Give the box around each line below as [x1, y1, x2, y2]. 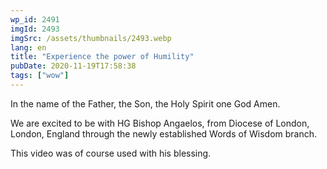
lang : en [10, 42, 47, 53]
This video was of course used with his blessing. [10, 147, 212, 159]
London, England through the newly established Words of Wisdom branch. [10, 127, 318, 140]
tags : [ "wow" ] [10, 71, 70, 81]
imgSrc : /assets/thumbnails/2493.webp [10, 33, 172, 43]
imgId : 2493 [10, 24, 60, 34]
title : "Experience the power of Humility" [10, 52, 195, 62]
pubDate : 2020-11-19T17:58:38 [10, 61, 137, 71]
